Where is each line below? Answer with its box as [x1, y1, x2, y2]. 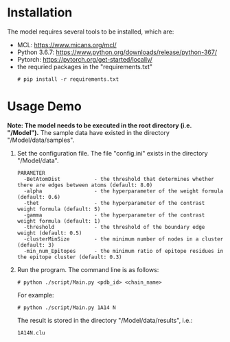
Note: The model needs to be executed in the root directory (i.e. [7, 121, 192, 130]
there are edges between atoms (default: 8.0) [16, 182, 153, 188]
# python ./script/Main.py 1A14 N [16, 304, 116, 311]
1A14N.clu [16, 329, 46, 337]
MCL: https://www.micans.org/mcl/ [16, 40, 117, 49]
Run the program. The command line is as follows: [16, 265, 159, 273]
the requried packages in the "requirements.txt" [16, 62, 153, 71]
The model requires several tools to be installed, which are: [7, 27, 174, 36]
